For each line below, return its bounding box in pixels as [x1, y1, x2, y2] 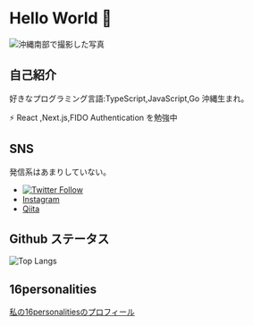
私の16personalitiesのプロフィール [9, 306, 136, 317]
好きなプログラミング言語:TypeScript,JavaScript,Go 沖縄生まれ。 [9, 93, 249, 104]
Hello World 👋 [9, 8, 113, 29]
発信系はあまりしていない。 [9, 166, 112, 177]
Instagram [21, 193, 60, 204]
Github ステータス [9, 231, 110, 246]
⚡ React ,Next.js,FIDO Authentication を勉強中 [9, 112, 178, 123]
